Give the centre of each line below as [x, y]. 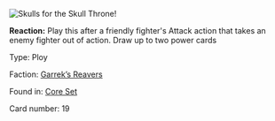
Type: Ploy [29, 57]
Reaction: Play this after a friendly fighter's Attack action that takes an [137, 30]
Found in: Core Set [43, 91]
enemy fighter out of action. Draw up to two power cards [113, 40]
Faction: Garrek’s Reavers [56, 74]
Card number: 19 [39, 109]
